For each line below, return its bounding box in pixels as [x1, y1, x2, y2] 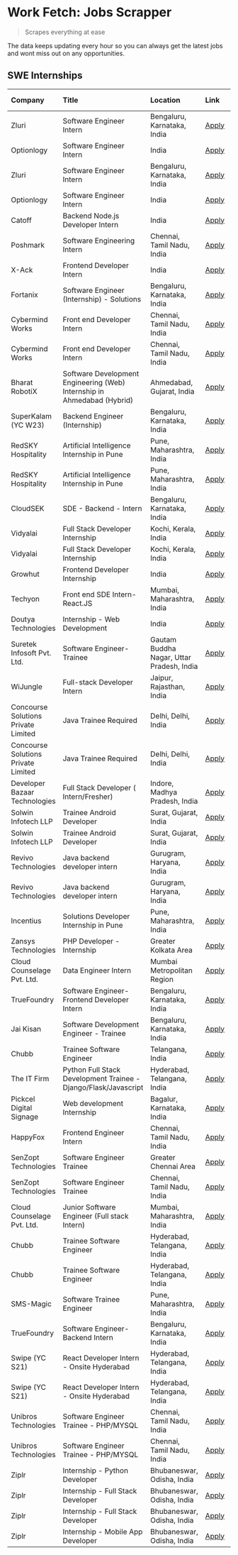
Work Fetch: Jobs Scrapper [7, 4, 172, 21]
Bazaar [11, 787, 35, 797]
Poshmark [11, 240, 45, 250]
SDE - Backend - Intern [62, 503, 142, 513]
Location [149, 95, 181, 105]
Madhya [149, 787, 178, 797]
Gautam [149, 634, 177, 644]
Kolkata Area [149, 945, 193, 955]
